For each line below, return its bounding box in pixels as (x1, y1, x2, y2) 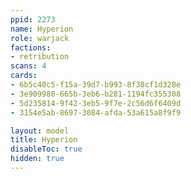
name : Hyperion (10, 24, 74, 34)
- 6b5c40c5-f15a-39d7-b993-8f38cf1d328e (10, 80, 182, 90)
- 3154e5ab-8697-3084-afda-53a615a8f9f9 (10, 107, 182, 118)
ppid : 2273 (10, 14, 56, 25)
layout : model (10, 126, 70, 136)
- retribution (10, 52, 70, 62)
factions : (10, 42, 52, 53)
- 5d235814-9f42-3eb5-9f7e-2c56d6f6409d (10, 98, 182, 108)
